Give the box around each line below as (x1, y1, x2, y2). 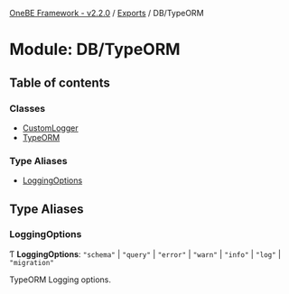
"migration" (9, 258, 54, 267)
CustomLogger (22, 122, 79, 133)
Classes (9, 102, 46, 115)
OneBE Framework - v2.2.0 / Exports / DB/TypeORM (9, 8, 205, 18)
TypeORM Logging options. (9, 274, 111, 285)
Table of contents (9, 75, 110, 90)
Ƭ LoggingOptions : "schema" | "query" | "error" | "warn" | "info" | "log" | (9, 248, 282, 260)
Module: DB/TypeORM (9, 40, 181, 60)
